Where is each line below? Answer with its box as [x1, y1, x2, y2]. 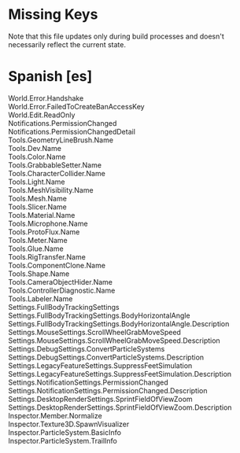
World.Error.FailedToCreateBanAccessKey [8, 101, 145, 111]
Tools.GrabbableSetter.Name [8, 160, 102, 170]
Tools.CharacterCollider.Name [8, 168, 106, 178]
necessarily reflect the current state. [8, 39, 126, 49]
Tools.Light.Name [8, 177, 65, 186]
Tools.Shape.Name [8, 269, 70, 278]
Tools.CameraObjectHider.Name [8, 277, 113, 286]
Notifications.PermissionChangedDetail [8, 127, 136, 136]
